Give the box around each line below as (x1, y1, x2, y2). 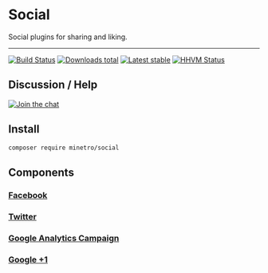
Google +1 (8, 254, 48, 265)
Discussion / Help (8, 78, 98, 92)
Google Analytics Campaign (8, 232, 120, 243)
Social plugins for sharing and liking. (8, 32, 128, 42)
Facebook (8, 189, 48, 200)
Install (8, 122, 40, 136)
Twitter (8, 211, 37, 222)
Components (8, 165, 74, 179)
